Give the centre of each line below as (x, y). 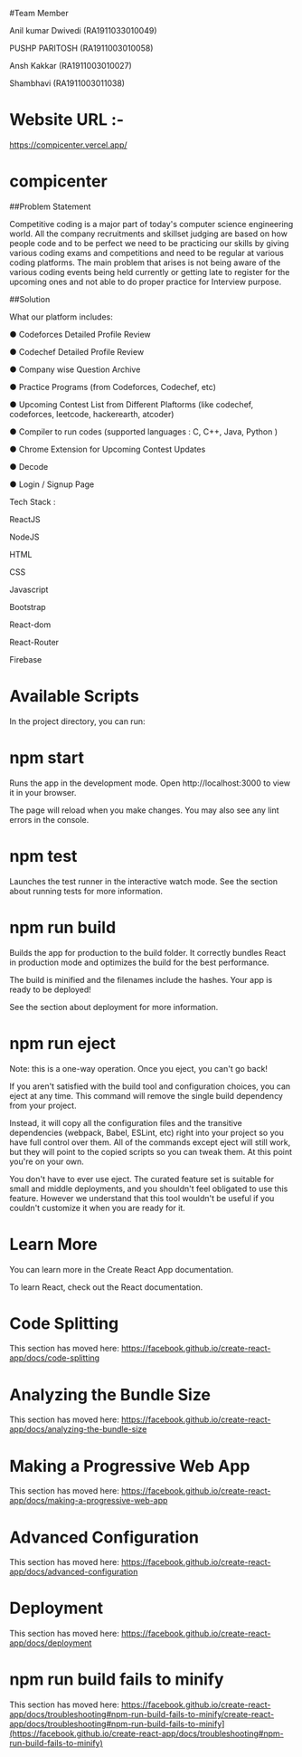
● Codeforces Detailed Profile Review (80, 334)
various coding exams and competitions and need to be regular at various (147, 253)
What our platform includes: (61, 317)
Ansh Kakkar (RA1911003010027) (71, 66)
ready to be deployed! (51, 989)
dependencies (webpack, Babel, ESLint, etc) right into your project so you (147, 1132)
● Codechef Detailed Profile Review (77, 351)
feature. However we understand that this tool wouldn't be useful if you (142, 1198)
